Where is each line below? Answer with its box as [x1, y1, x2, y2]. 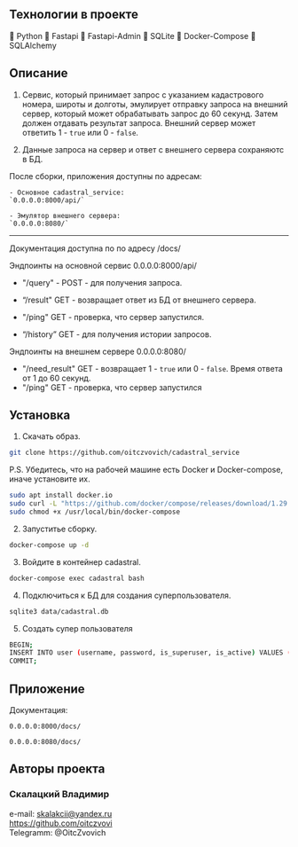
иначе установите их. [9, 474, 90, 484]
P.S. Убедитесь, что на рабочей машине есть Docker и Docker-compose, [9, 465, 284, 475]
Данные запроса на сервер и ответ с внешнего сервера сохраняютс [21, 144, 285, 154]
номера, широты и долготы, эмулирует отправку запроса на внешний [21, 98, 288, 109]
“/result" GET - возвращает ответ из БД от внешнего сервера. [21, 294, 257, 305]
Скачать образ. [21, 431, 82, 442]
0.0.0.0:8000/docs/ [9, 722, 82, 731]
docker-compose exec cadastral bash [9, 574, 145, 583]
